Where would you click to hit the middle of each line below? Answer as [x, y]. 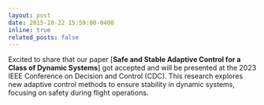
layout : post [30, 15]
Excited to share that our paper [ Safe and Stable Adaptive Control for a [125, 60]
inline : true [30, 30]
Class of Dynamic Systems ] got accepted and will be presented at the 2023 [132, 68]
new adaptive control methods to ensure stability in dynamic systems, [121, 85]
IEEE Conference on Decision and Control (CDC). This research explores [126, 76]
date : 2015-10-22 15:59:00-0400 [61, 23]
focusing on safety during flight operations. [78, 93]
